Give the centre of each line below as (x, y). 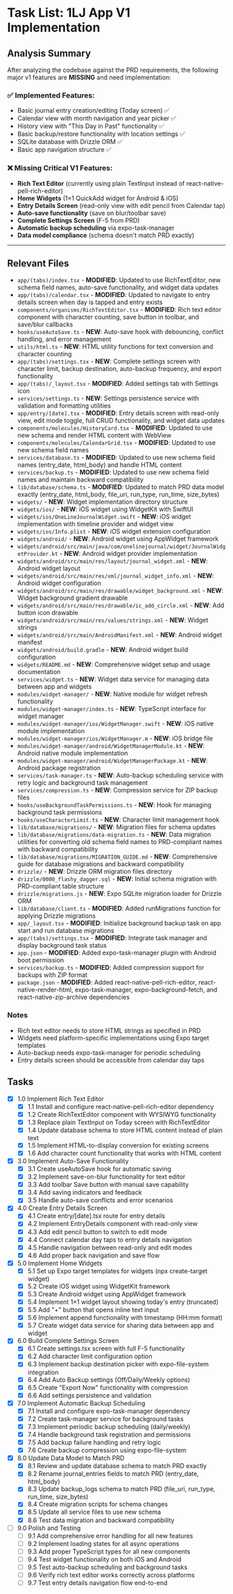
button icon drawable (48, 613)
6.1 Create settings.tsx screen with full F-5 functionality (106, 1348)
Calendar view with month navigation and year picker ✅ (97, 118)
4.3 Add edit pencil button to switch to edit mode (97, 1232)
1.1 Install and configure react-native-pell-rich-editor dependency (121, 1106)
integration (43, 1372)
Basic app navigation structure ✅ (64, 150)
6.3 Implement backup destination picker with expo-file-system (118, 1364)
